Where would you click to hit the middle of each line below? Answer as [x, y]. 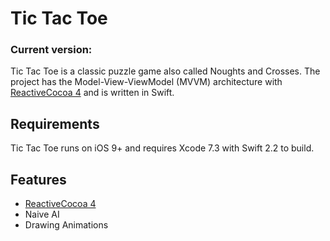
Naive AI [42, 214]
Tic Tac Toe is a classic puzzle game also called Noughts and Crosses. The [165, 71]
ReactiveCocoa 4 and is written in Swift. [92, 93]
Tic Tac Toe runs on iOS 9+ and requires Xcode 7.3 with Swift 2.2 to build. [162, 148]
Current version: [51, 50]
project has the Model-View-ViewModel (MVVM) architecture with [146, 82]
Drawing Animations [66, 225]
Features [38, 179]
